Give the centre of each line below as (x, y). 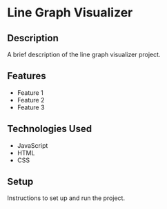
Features (27, 76)
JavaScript (32, 145)
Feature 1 (30, 92)
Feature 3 (31, 107)
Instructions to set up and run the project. (66, 198)
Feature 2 (31, 100)
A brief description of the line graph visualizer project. (84, 54)
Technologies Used (49, 129)
